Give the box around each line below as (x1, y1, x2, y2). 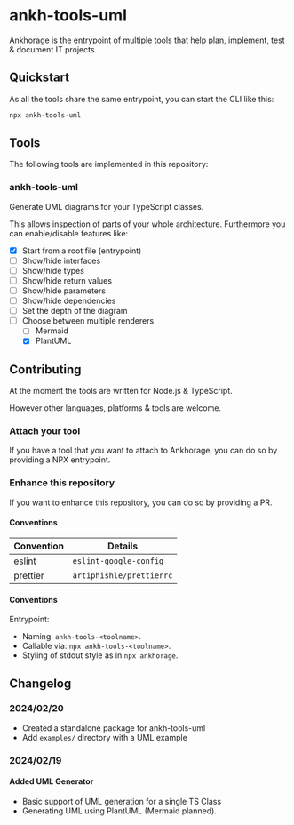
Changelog (9, 676, 72, 691)
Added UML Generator (9, 776, 94, 787)
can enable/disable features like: (9, 228, 129, 238)
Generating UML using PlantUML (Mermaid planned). (21, 805, 218, 816)
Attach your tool (9, 425, 81, 437)
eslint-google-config (72, 556, 164, 565)
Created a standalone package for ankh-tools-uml (21, 722, 206, 733)
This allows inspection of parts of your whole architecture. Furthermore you (9, 219, 286, 229)
